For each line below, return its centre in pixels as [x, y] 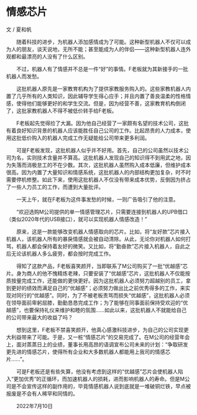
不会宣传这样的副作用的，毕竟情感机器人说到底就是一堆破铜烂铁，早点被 [103, 386]
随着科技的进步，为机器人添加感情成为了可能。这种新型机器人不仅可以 [101, 42]
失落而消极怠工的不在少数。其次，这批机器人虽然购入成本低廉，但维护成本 [101, 165]
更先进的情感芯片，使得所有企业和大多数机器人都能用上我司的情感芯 [88, 352]
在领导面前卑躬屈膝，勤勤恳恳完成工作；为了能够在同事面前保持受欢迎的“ [95, 302]
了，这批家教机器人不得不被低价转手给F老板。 [62, 110]
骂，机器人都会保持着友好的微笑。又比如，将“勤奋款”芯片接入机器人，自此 [96, 246]
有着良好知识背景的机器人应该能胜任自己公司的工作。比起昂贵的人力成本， [96, 130]
